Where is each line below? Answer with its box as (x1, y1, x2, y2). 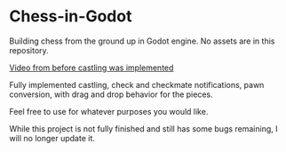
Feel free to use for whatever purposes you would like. (9, 106, 209, 116)
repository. (9, 44, 49, 55)
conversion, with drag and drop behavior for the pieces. (9, 89, 213, 100)
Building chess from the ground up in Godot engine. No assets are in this (9, 36, 275, 46)
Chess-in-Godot (9, 6, 132, 27)
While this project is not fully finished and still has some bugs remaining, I (9, 123, 278, 134)
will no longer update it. (9, 132, 96, 143)
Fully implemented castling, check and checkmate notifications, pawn (9, 79, 265, 90)
